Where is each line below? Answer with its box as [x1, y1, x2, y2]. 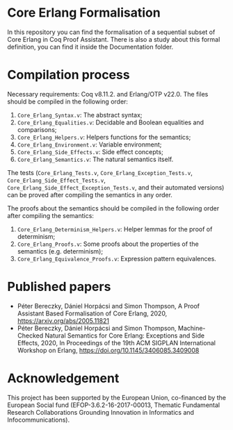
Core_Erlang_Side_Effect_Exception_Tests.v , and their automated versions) [7, 183, 225, 192]
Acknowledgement [7, 370, 120, 386]
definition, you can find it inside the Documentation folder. [7, 42, 174, 51]
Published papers [7, 279, 111, 295]
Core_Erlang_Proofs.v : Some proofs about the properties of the [17, 240, 200, 248]
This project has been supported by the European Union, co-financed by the [7, 393, 226, 402]
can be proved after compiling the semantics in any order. [7, 190, 172, 199]
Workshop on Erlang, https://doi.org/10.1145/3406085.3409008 [17, 346, 200, 354]
